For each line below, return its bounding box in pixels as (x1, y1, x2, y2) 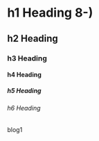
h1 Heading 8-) (7, 5, 93, 21)
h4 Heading (7, 71, 42, 79)
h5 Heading (7, 86, 42, 94)
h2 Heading (7, 33, 59, 44)
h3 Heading (7, 53, 47, 63)
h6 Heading (7, 104, 41, 113)
